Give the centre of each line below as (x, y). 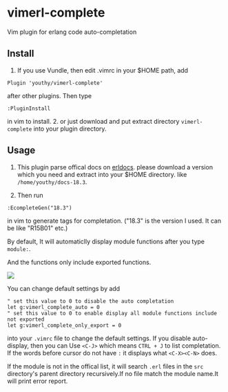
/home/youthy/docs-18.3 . (52, 182)
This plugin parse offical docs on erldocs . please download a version (115, 167)
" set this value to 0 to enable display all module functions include (112, 313)
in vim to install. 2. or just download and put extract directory (93, 121)
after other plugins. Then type (49, 95)
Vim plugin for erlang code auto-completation (72, 32)
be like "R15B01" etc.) (38, 228)
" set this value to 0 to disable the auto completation (91, 301)
